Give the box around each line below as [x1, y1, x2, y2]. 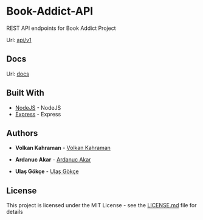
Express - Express [15, 110, 61, 118]
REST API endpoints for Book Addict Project [6, 24, 117, 32]
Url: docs [6, 70, 29, 77]
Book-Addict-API [6, 4, 94, 18]
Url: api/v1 [6, 36, 32, 43]
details [6, 208, 23, 216]
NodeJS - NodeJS [15, 104, 61, 111]
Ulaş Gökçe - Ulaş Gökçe [15, 168, 79, 175]
